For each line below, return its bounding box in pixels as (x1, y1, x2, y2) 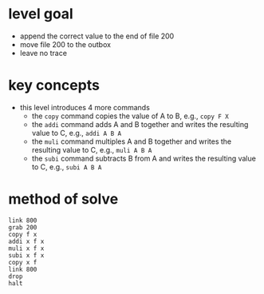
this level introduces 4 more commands (19, 102, 150, 112)
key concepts (8, 77, 100, 94)
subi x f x (8, 251, 45, 260)
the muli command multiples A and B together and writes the (31, 137, 232, 146)
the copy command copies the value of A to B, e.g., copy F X (31, 111, 230, 121)
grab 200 (8, 223, 37, 232)
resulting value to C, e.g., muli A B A (31, 145, 152, 154)
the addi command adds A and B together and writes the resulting (31, 119, 249, 129)
